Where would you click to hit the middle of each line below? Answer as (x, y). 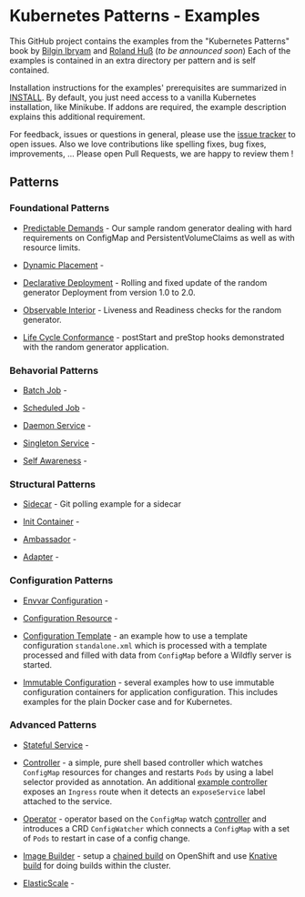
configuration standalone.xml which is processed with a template (145, 645)
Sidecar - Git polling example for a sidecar (102, 504)
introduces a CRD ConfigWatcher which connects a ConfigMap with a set (156, 828)
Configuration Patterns (61, 580)
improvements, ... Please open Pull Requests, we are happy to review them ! (152, 153)
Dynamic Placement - (63, 265)
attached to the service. (67, 801)
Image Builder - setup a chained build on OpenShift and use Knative (150, 855)
